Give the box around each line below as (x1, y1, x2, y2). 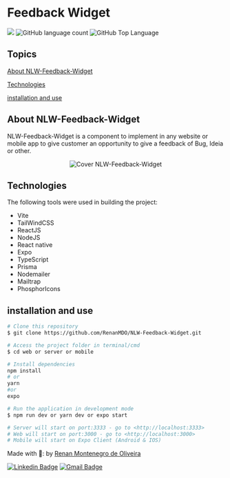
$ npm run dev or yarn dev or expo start (7, 412, 128, 419)
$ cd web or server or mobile (7, 348, 94, 355)
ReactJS (17, 226, 41, 235)
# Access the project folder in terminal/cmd (7, 341, 140, 349)
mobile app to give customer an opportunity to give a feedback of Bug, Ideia (7, 139, 224, 148)
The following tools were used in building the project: (7, 198, 158, 206)
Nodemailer (17, 270, 50, 279)
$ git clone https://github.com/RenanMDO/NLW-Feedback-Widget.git (7, 330, 202, 337)
